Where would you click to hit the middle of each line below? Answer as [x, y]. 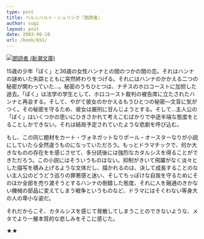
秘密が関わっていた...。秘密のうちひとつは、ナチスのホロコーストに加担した [101, 86]
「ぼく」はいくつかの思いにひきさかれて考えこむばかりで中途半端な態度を [100, 117]
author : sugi [23, 23]
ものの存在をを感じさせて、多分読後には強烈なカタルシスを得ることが [105, 152]
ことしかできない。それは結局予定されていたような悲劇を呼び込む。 [97, 124]
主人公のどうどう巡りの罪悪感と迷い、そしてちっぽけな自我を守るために [102, 175]
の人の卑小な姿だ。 [30, 198]
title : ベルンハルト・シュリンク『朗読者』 [55, 18]
